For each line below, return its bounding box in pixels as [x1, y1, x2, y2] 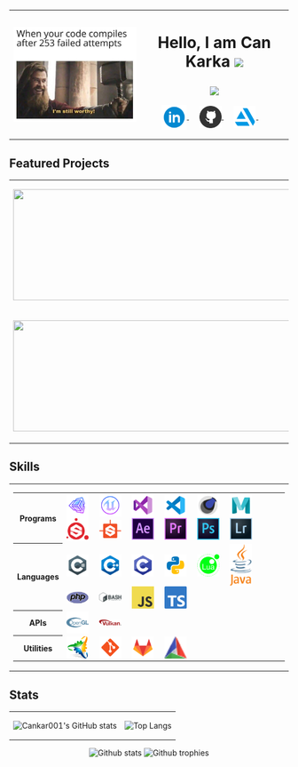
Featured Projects [9, 156, 110, 171]
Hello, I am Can [157, 32, 271, 52]
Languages [17, 571, 59, 582]
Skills [9, 459, 40, 475]
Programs [19, 513, 57, 523]
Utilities [23, 643, 53, 653]
